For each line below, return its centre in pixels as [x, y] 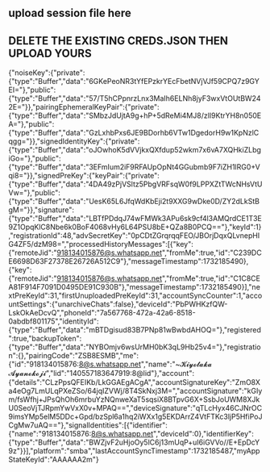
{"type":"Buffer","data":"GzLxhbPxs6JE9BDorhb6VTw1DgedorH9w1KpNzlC [134, 133]
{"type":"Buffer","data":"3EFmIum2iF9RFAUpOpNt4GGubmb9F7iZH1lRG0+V [134, 167]
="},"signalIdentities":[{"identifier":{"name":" [88, 425]
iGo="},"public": [35, 159]
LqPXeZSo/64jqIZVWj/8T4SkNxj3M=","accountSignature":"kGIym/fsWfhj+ [135, 391]
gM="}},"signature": [42, 210]
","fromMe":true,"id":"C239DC [212, 253]
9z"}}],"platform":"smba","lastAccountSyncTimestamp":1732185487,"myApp [134, 451]
